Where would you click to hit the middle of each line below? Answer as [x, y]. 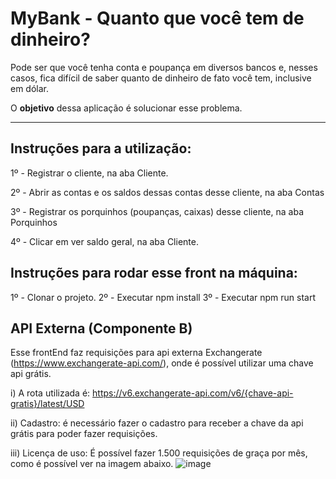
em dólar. [30, 88]
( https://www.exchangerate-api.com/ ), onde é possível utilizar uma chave [162, 363]
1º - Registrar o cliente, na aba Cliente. [89, 173]
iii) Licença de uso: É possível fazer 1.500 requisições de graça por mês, [159, 453]
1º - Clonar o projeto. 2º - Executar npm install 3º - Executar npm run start [163, 297]
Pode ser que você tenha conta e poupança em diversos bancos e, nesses [164, 67]
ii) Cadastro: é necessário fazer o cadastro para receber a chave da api [157, 423]
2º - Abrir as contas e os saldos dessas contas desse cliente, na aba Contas [167, 192]
